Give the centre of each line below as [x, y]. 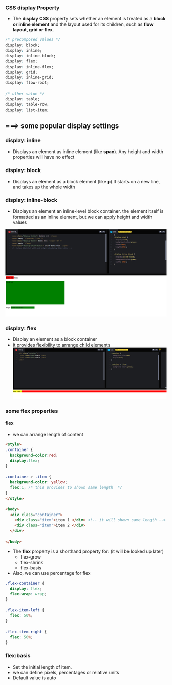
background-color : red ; [34, 455]
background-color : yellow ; [39, 482]
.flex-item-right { [26, 632]
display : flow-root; [27, 83]
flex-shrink [32, 562]
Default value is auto [34, 678]
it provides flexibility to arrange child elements [61, 345]
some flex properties [32, 411]
